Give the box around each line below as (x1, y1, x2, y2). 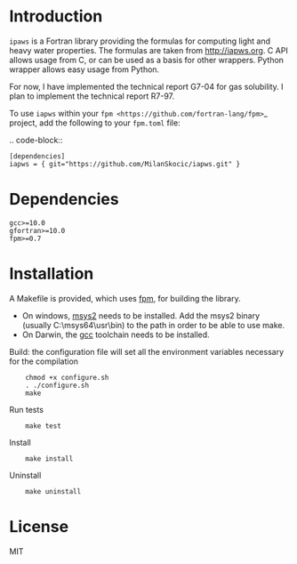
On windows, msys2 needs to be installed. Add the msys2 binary (21, 310, 261, 321)
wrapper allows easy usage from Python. (9, 64, 160, 75)
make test (25, 421, 62, 431)
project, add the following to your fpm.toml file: (9, 117, 181, 128)
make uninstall (25, 487, 82, 496)
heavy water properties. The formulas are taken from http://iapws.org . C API (9, 44, 289, 55)
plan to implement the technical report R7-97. (9, 91, 175, 101)
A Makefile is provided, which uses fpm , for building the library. (9, 293, 242, 303)
